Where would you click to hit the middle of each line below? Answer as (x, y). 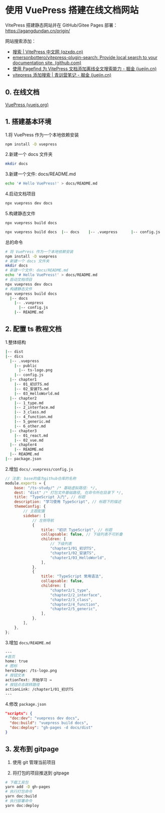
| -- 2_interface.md (35, 408)
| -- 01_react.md (31, 436)
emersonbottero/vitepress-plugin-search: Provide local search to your (85, 57)
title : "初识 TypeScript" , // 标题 (77, 530)
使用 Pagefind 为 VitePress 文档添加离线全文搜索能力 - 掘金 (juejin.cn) (85, 69)
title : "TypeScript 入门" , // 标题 (50, 497)
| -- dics (14, 356)
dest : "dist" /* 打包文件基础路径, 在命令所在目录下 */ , (69, 492)
